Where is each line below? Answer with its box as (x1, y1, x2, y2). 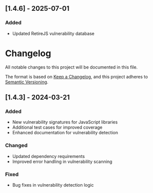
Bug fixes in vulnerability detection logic (12, 182, 94, 188)
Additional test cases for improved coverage (12, 124, 103, 130)
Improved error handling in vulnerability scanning (12, 158, 113, 164)
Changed (5, 142, 28, 149)
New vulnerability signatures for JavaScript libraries (12, 119, 118, 125)
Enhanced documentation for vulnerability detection (12, 130, 118, 136)
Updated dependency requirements (12, 153, 85, 159)
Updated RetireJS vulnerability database (12, 30, 95, 37)
